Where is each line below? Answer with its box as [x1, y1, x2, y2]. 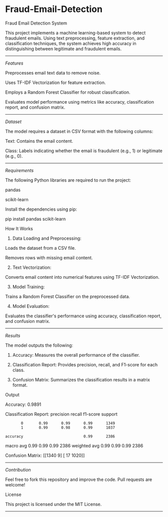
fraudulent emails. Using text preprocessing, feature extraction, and [5, 35, 145, 41]
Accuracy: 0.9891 [5, 401, 41, 407]
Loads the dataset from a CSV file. [5, 245, 76, 251]
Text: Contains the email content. [5, 138, 73, 144]
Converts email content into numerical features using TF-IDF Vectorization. [5, 274, 160, 280]
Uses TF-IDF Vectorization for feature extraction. [5, 79, 106, 86]
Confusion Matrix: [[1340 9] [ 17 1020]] [5, 452, 85, 458]
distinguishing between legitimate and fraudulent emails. [5, 46, 122, 52]
